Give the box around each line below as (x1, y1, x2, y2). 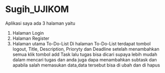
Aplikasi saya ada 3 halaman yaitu (5, 20, 75, 26)
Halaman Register (12, 35, 49, 41)
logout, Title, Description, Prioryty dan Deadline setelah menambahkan (12, 46, 159, 52)
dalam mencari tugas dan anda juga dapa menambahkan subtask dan (12, 56, 157, 62)
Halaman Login (12, 30, 44, 36)
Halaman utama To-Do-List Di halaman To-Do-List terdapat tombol (12, 40, 151, 46)
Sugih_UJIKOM (5, 4, 69, 15)
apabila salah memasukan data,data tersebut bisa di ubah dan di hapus (12, 62, 160, 68)
